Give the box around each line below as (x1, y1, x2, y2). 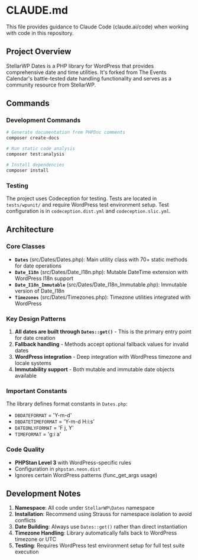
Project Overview (6, 47, 72, 57)
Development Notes (6, 488, 81, 498)
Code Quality (6, 445, 45, 453)
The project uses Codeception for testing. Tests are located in (6, 195, 157, 202)
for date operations (14, 262, 62, 269)
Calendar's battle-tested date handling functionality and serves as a (6, 75, 171, 82)
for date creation (14, 334, 56, 341)
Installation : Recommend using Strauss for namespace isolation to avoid (14, 510, 192, 518)
